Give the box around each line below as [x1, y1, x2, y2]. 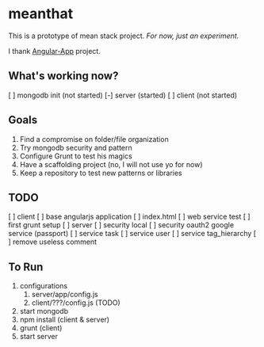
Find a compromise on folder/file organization [19, 134, 169, 143]
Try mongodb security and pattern [19, 143, 132, 152]
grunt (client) [19, 323, 63, 333]
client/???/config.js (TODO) [31, 298, 121, 307]
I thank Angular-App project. [8, 46, 101, 55]
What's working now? [8, 69, 119, 83]
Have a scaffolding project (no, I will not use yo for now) [19, 159, 203, 169]
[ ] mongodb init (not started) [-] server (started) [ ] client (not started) [8, 90, 238, 100]
